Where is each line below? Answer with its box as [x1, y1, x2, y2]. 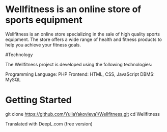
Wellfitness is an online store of [5, 4, 142, 15]
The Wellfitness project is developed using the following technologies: [5, 61, 153, 67]
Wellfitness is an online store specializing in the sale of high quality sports [5, 31, 160, 37]
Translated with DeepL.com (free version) [5, 120, 93, 127]
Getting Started [5, 95, 72, 106]
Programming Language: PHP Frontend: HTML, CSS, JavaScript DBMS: [5, 71, 155, 77]
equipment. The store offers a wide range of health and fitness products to [5, 36, 162, 42]
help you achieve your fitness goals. [5, 41, 81, 48]
